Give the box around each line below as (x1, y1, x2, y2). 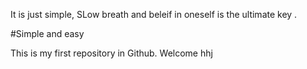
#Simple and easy (10, 28, 85, 39)
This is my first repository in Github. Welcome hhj (10, 47, 213, 59)
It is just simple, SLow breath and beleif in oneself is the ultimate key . (10, 9, 298, 20)
